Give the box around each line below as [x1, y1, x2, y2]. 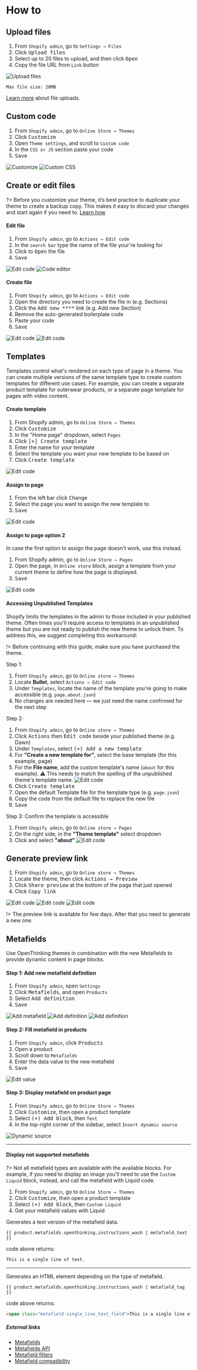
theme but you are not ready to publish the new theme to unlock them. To [6, 625, 184, 633]
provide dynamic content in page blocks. [6, 956, 105, 963]
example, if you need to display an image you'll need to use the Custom [6, 1171, 176, 1178]
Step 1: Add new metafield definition [6, 969, 97, 976]
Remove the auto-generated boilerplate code [14, 311, 124, 318]
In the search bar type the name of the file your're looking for [14, 241, 163, 248]
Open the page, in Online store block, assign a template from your [14, 563, 176, 570]
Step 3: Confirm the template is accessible [6, 813, 109, 820]
